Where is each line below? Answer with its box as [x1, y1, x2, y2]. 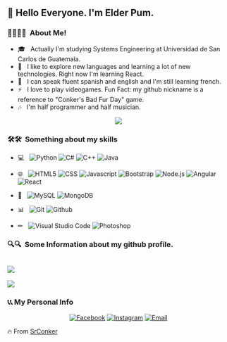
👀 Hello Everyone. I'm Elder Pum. [7, 7, 154, 19]
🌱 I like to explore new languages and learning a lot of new [17, 62, 191, 70]
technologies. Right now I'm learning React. [17, 70, 145, 78]
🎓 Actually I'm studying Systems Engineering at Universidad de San [17, 44, 221, 53]
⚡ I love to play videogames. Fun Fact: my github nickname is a [17, 85, 204, 94]
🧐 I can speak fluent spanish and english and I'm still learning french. [17, 77, 221, 85]
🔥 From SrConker [7, 327, 58, 335]
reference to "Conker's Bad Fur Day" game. [17, 95, 145, 103]
